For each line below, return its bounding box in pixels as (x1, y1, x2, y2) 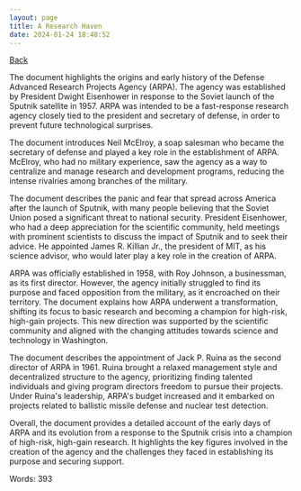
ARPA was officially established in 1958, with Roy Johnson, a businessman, (9, 268, 288, 279)
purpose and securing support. (9, 456, 125, 467)
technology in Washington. (9, 335, 109, 346)
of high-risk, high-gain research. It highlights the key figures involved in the (9, 437, 288, 448)
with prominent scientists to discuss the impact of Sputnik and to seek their (9, 232, 288, 242)
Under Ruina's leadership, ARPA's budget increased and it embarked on (9, 391, 276, 402)
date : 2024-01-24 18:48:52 (9, 30, 111, 39)
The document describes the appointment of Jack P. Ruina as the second (9, 352, 281, 363)
